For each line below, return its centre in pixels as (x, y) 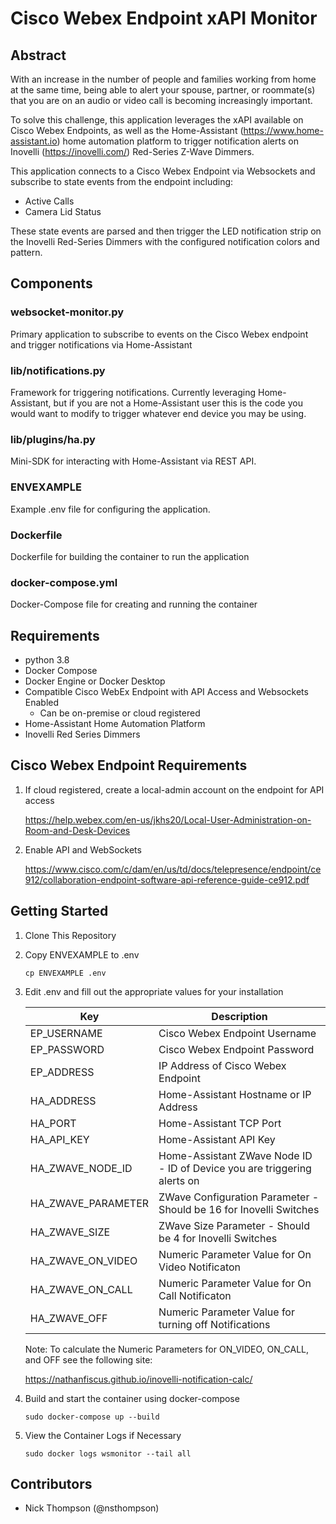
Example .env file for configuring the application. (110, 509)
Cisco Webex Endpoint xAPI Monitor (164, 18)
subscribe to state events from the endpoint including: (122, 181)
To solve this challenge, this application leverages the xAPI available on (157, 120)
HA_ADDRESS (63, 1100)
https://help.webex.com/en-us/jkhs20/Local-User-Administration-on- (168, 819)
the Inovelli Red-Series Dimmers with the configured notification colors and (165, 241)
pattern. (26, 252)
